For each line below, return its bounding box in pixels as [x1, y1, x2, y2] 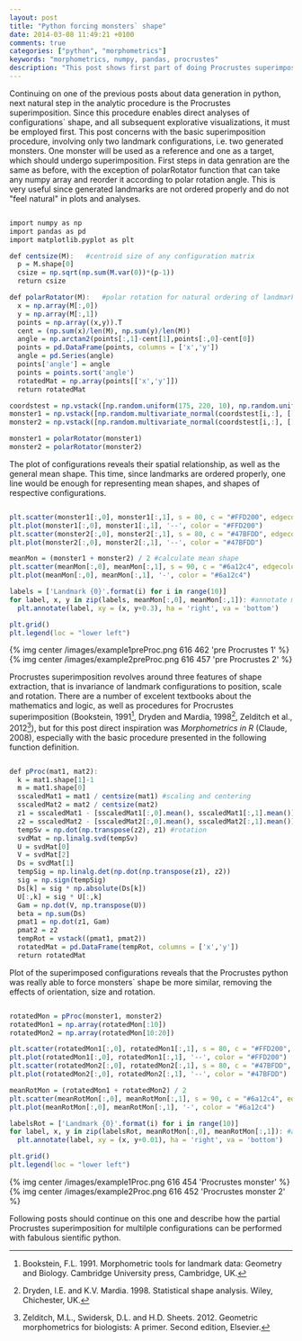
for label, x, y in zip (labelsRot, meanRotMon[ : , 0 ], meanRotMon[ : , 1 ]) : [9, 1127, 283, 1137]
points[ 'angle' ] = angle [17, 360, 111, 369]
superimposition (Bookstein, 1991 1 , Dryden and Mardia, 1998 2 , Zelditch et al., [9, 710, 293, 723]
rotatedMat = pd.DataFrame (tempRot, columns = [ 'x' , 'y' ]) [17, 942, 240, 952]
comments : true [9, 38, 67, 48]
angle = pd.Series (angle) [17, 352, 115, 361]
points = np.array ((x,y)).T [17, 318, 123, 327]
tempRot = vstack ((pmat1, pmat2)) [17, 934, 147, 943]
